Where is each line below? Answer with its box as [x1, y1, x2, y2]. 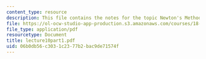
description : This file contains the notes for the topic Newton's [6, 15, 183, 21]
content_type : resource [6, 9, 67, 15]
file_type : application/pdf [6, 26, 78, 33]
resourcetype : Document [6, 32, 67, 38]
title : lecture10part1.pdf [6, 37, 75, 44]
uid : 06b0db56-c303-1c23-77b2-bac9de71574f [6, 44, 120, 50]
